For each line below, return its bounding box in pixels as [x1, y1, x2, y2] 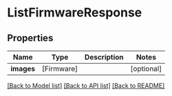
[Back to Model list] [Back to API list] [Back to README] [7, 82, 165, 90]
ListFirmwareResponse [7, 5, 142, 21]
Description [85, 53, 124, 62]
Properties [7, 32, 54, 44]
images [10, 64, 36, 73]
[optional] [130, 64, 162, 73]
